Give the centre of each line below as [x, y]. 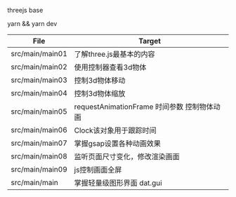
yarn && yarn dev [32, 23]
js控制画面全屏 [98, 170]
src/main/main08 [39, 156]
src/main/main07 [39, 143]
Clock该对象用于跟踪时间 [115, 130]
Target [150, 41]
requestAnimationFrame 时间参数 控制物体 [144, 107]
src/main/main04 [39, 93]
